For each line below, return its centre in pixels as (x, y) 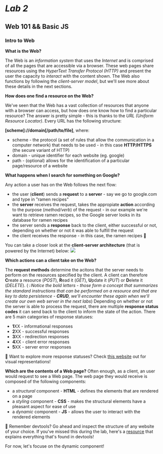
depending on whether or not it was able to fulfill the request (73, 230)
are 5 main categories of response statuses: (49, 317)
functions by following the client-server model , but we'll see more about (77, 81)
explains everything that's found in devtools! (49, 436)
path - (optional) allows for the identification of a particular (71, 160)
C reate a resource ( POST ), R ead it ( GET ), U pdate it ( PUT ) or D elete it (74, 280)
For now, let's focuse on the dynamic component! (55, 446)
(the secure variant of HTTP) (41, 150)
